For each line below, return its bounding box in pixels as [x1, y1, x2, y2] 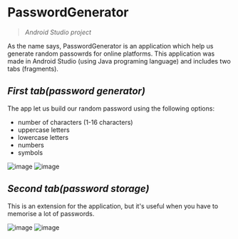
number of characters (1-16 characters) [17, 118, 133, 126]
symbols [17, 148, 43, 157]
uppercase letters [17, 126, 70, 134]
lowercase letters [17, 133, 69, 141]
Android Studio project [24, 28, 91, 36]
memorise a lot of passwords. [7, 209, 95, 218]
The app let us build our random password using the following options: [7, 104, 215, 113]
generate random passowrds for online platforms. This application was [7, 49, 215, 58]
